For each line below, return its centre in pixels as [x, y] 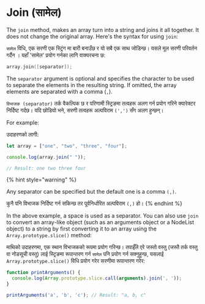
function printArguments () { [43, 273]
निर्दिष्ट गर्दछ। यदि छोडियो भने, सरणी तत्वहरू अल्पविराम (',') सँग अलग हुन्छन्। [85, 110]
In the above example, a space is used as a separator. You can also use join [102, 216]
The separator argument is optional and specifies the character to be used [100, 78]
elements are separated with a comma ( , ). [60, 91]
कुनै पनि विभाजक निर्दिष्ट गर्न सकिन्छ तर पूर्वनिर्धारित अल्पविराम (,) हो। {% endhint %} [94, 203]
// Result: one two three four [46, 168]
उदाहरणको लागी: [23, 134]
